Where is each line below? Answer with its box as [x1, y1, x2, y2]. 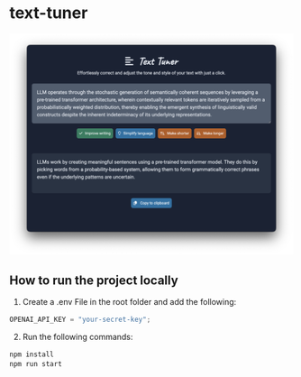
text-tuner [9, 3, 88, 23]
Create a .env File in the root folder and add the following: [22, 297, 237, 307]
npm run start [9, 359, 63, 368]
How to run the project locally [9, 272, 178, 288]
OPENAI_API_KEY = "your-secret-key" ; [9, 315, 151, 324]
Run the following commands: [22, 331, 133, 342]
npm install [9, 350, 54, 359]
